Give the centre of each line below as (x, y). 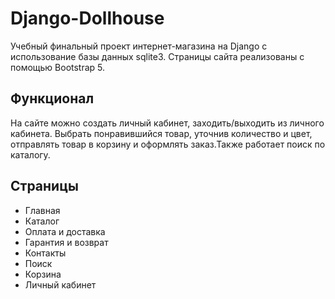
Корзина (43, 274)
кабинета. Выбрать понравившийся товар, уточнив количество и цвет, (161, 133)
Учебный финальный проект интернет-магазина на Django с (139, 46)
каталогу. (30, 154)
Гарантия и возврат (66, 242)
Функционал (52, 98)
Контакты (45, 253)
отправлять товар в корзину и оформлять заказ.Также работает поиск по (168, 144)
